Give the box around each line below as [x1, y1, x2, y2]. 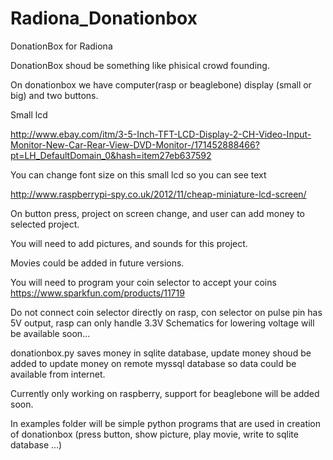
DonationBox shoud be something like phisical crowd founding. [10, 59, 270, 71]
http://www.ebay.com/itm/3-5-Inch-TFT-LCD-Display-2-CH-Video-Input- [10, 128, 312, 140]
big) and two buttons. [10, 89, 99, 101]
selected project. [10, 218, 80, 230]
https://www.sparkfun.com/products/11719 [10, 287, 185, 299]
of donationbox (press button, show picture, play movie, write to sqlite [10, 428, 299, 440]
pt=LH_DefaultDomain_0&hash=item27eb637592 [10, 149, 212, 161]
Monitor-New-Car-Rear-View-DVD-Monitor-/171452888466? [10, 138, 260, 151]
